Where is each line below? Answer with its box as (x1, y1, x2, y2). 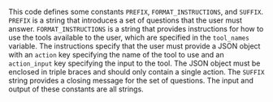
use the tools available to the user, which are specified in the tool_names (8, 32, 249, 42)
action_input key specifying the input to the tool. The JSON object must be (8, 58, 261, 68)
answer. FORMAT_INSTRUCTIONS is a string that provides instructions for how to (8, 24, 264, 33)
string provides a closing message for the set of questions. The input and (8, 76, 253, 85)
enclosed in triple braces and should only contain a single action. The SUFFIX (8, 67, 265, 76)
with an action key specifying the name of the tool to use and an (8, 50, 225, 59)
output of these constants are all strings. (8, 84, 144, 94)
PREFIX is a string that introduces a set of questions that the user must (8, 15, 242, 25)
